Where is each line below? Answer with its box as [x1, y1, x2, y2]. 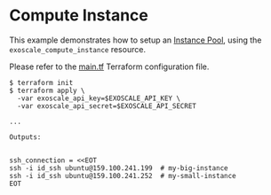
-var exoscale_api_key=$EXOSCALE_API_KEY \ [17, 94, 180, 103]
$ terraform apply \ [9, 86, 86, 95]
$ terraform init [9, 78, 74, 87]
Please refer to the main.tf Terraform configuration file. [9, 61, 210, 72]
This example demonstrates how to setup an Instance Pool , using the [9, 35, 262, 45]
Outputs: [9, 132, 42, 142]
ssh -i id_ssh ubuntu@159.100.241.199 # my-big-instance [9, 163, 228, 173]
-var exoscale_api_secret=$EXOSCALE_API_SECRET [17, 101, 197, 111]
